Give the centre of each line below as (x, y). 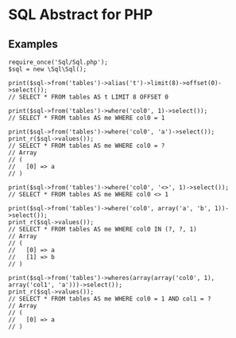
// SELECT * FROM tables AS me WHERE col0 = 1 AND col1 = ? (110, 299)
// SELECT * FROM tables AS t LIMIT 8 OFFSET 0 (89, 97)
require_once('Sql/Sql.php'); (58, 62)
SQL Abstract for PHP (81, 15)
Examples (33, 44)
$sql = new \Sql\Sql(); (48, 69)
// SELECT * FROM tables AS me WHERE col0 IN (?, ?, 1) (103, 229)
